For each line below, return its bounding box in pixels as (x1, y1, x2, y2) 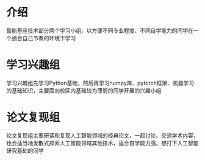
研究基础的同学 (6, 147, 44, 154)
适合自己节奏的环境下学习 (11, 34, 76, 41)
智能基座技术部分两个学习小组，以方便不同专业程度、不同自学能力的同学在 (6, 27, 193, 34)
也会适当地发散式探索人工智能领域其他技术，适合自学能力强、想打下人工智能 (6, 139, 199, 147)
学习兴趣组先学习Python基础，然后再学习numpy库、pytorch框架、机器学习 (6, 79, 195, 86)
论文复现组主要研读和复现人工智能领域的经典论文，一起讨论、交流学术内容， (6, 131, 199, 139)
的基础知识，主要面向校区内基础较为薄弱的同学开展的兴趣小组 (6, 86, 162, 94)
